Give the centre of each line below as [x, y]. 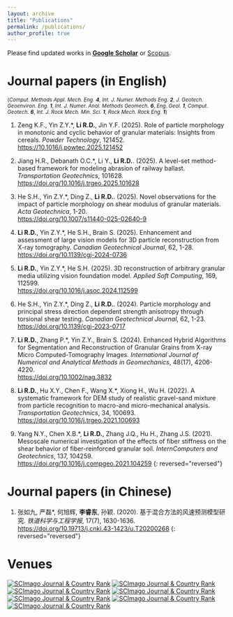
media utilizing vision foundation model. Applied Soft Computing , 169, [117, 276]
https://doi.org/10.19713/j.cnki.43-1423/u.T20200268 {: [96, 529]
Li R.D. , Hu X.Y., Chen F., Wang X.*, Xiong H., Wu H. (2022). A [106, 391]
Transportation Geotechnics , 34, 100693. [76, 413]
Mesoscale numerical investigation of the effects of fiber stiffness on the [122, 442]
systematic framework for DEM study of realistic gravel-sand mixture [116, 398]
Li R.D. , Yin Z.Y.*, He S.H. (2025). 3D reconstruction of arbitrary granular [121, 268]
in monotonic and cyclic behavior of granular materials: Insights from [116, 133]
